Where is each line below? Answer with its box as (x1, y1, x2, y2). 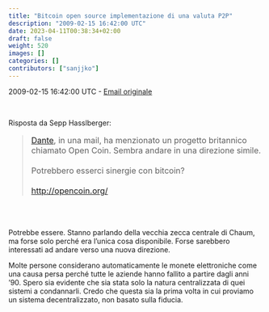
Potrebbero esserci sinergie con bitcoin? (31, 165, 185, 176)
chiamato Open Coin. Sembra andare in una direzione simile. (31, 145, 261, 156)
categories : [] (8, 57, 60, 65)
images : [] (8, 49, 45, 57)
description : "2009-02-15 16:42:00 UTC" (8, 19, 147, 27)
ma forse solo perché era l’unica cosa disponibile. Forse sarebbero (8, 236, 230, 246)
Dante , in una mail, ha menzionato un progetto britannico (31, 134, 248, 145)
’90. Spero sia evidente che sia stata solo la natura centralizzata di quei (8, 277, 246, 287)
